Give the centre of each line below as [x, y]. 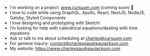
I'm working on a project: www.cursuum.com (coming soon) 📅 [72, 7]
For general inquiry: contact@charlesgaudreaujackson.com [69, 43]
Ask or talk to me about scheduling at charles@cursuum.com [71, 38]
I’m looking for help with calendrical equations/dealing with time [74, 28]
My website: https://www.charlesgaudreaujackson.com [65, 49]
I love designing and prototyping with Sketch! [55, 23]
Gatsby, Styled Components [38, 18]
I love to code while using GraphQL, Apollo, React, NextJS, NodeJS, [77, 13]
